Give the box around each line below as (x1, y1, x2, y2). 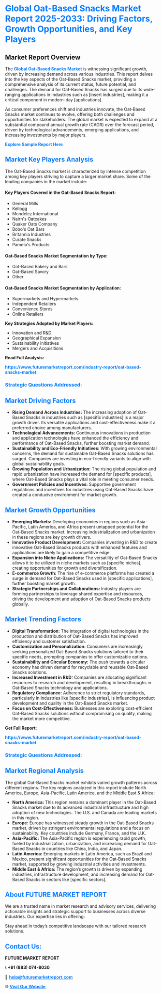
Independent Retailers (12, 301, 57, 307)
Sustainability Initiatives (12, 340, 59, 346)
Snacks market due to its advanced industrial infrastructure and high (12, 804, 149, 810)
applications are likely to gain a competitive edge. (12, 549, 111, 555)
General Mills (12, 201, 39, 207)
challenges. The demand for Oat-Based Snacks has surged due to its (5, 87, 143, 92)
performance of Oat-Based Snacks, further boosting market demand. (12, 440, 150, 446)
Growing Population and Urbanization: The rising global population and (12, 466, 156, 472)
